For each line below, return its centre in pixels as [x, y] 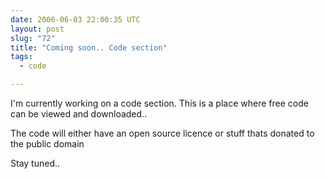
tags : [21, 57]
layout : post [37, 29]
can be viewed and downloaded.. [79, 114]
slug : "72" [33, 38]
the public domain [47, 144]
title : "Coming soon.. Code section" [89, 47]
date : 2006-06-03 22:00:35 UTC [75, 19]
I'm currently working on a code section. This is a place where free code [159, 103]
